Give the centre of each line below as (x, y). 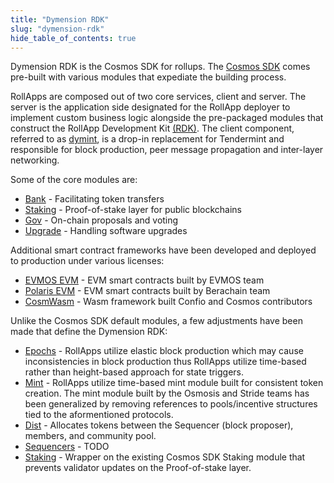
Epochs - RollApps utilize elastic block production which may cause (164, 351)
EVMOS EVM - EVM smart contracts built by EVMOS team (144, 280)
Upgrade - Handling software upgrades (106, 231)
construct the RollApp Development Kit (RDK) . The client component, (152, 128)
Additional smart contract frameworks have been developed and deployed (163, 250)
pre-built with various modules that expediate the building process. (148, 77)
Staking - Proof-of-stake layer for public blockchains (133, 210)
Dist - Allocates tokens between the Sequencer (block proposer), (159, 425)
